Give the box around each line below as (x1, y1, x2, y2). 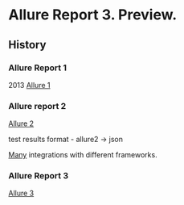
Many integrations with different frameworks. (8, 150, 158, 160)
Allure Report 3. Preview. (8, 6, 178, 24)
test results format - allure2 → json (8, 135, 123, 144)
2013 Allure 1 (8, 80, 51, 90)
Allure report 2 (8, 100, 67, 111)
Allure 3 (8, 188, 35, 199)
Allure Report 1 (8, 62, 67, 73)
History (8, 38, 47, 52)
